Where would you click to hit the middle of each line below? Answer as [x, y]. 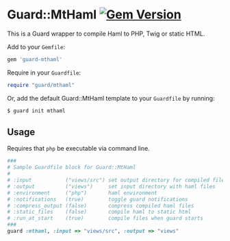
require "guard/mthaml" [41, 85]
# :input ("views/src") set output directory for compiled [108, 180]
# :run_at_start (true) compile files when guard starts [105, 218]
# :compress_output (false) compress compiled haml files [101, 205]
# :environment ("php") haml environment [82, 193]
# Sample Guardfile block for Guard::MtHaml [72, 168]
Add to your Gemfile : [36, 47]
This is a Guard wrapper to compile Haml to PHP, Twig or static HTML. [106, 34]
